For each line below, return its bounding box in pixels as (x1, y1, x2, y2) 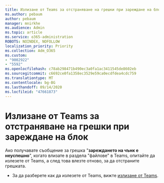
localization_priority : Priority (5, 44, 73, 49)
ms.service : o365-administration (5, 35, 73, 40)
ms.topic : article (5, 30, 42, 35)
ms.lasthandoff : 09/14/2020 (5, 84, 62, 90)
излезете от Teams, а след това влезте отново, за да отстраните (5, 158, 140, 164)
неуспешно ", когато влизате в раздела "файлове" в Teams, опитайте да (5, 153, 155, 158)
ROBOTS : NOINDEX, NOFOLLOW (5, 39, 60, 44)
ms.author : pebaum (5, 12, 42, 17)
